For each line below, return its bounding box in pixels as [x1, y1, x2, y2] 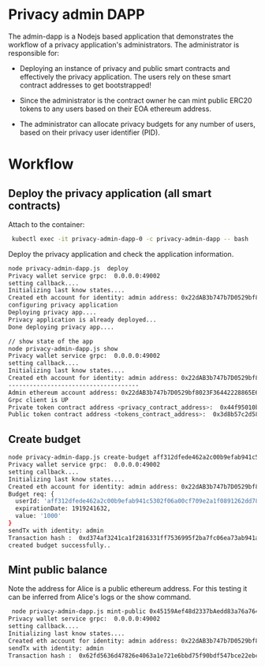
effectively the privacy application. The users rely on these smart [19, 72, 231, 81]
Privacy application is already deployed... [8, 315, 157, 324]
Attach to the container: [8, 219, 85, 229]
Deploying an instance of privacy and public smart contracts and [19, 63, 230, 73]
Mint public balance [8, 563, 108, 576]
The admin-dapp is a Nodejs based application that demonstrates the [8, 32, 234, 41]
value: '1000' [15, 512, 62, 520]
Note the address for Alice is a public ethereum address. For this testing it [8, 584, 248, 593]
